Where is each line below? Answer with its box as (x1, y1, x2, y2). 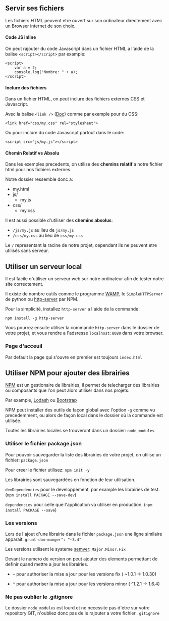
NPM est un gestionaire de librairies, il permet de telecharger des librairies (5, 382, 160, 388)
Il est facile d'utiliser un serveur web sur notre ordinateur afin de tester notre (5, 276, 164, 282)
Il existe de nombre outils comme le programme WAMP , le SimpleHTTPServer (5, 291, 163, 297)
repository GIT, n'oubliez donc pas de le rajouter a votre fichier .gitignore (5, 610, 160, 616)
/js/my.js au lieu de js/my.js (12, 227, 74, 233)
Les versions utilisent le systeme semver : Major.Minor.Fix (5, 546, 126, 552)
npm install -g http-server (5, 316, 65, 321)
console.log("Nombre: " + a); (14, 70, 78, 75)
